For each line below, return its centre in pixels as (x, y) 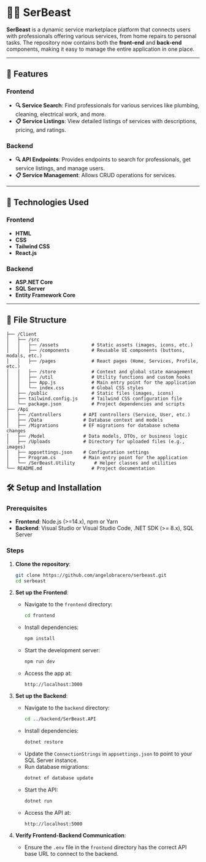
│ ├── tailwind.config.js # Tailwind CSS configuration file (94, 399)
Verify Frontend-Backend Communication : (71, 835)
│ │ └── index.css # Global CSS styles (75, 388)
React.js (26, 253)
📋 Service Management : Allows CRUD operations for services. (96, 175)
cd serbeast (30, 581)
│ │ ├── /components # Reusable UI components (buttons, (96, 350)
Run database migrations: (57, 766)
